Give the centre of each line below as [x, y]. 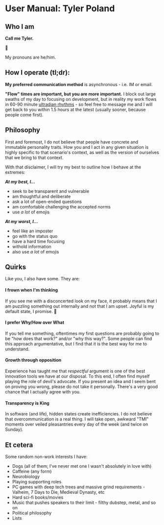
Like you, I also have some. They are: [42, 279]
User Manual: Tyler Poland [60, 9]
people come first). [24, 114]
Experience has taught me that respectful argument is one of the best [75, 371]
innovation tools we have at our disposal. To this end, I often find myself [78, 376]
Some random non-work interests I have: [46, 457]
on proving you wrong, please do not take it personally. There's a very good [82, 387]
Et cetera [19, 445]
